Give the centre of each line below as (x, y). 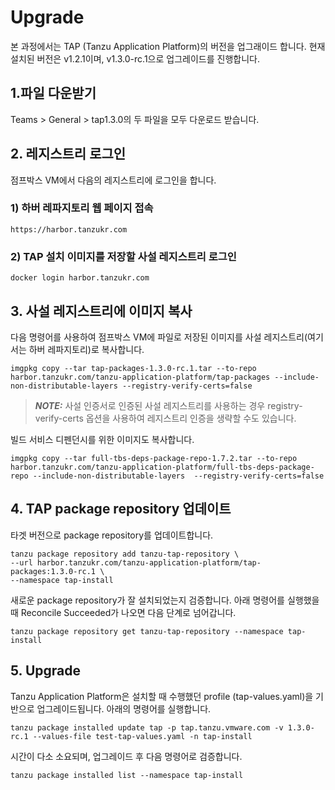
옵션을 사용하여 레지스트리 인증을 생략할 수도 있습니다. (191, 418)
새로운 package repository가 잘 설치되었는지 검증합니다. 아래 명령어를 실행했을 (165, 600)
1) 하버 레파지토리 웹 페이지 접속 (82, 208)
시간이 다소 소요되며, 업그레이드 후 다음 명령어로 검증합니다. (126, 756)
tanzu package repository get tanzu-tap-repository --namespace (147, 631)
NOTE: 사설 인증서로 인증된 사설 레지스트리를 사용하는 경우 (150, 405)
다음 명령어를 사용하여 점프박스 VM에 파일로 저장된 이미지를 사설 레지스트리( (159, 337)
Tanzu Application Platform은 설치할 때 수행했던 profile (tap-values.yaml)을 (162, 696)
